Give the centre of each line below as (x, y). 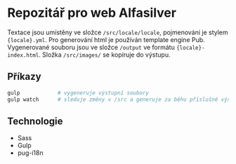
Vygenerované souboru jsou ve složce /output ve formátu (91, 47)
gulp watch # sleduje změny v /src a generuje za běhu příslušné (113, 100)
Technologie (35, 121)
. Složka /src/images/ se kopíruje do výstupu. (104, 55)
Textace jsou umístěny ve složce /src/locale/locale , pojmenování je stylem (118, 32)
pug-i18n (30, 153)
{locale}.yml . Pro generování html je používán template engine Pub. (106, 39)
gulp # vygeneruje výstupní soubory (78, 93)
